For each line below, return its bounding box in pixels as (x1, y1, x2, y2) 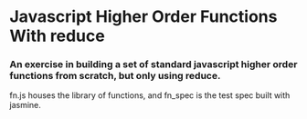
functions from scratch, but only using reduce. (9, 70, 221, 83)
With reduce (9, 25, 105, 46)
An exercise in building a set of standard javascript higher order (9, 58, 298, 71)
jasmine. (9, 100, 41, 111)
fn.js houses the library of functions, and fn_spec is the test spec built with (9, 90, 291, 101)
